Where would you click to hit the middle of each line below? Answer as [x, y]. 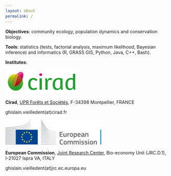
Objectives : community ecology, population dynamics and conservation [81, 31]
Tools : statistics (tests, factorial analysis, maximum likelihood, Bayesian [81, 47]
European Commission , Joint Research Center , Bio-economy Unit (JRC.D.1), [86, 152]
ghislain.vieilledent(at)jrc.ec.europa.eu [46, 168]
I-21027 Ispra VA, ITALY [30, 158]
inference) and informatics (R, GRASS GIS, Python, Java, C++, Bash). [78, 52]
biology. [14, 37]
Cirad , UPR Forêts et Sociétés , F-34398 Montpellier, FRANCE [70, 102]
